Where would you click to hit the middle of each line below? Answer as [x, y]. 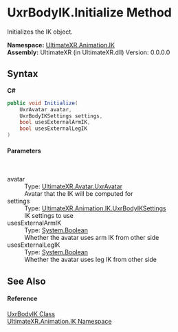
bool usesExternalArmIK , [55, 122]
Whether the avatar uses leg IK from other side [90, 260]
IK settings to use [49, 216]
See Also [26, 281]
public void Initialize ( [43, 103]
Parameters [24, 151]
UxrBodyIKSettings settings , [61, 116]
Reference [22, 299]
